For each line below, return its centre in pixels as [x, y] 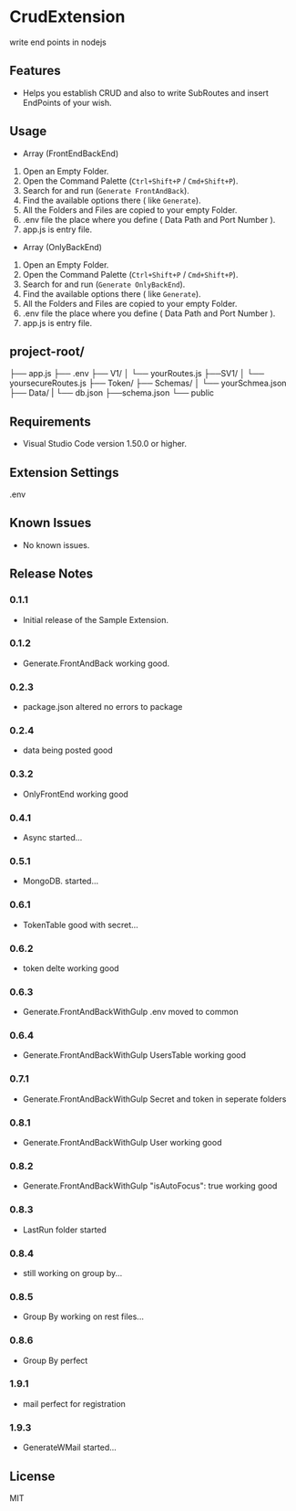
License [32, 1476]
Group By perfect [55, 1360]
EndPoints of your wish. [67, 102]
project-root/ [47, 351]
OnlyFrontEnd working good [76, 794]
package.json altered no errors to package [102, 707]
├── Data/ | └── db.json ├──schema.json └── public [112, 393]
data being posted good [68, 750]
